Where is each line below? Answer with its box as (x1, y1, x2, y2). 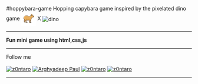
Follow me (6, 53, 31, 61)
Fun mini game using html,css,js (6, 36, 87, 43)
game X (6, 15, 41, 22)
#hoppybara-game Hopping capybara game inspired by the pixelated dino (6, 5, 187, 12)
